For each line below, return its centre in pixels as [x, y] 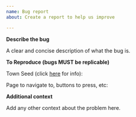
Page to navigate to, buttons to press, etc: [57, 85]
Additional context [30, 96]
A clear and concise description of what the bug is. [68, 50]
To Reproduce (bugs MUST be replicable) [58, 62]
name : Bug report [27, 12]
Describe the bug [28, 39]
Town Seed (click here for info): [44, 73]
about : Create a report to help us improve [61, 17]
